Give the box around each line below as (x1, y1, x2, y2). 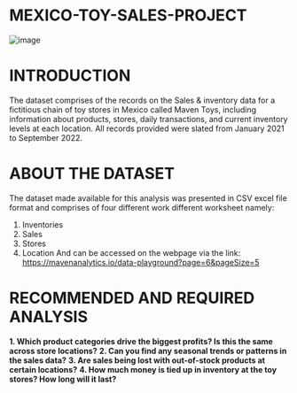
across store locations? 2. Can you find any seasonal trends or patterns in (9, 345, 287, 356)
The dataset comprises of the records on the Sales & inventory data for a (9, 95, 276, 105)
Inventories (21, 219, 64, 230)
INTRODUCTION (9, 65, 131, 86)
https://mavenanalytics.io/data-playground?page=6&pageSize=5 (21, 257, 260, 267)
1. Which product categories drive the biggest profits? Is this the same (9, 335, 273, 346)
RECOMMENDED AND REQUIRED (9, 289, 255, 308)
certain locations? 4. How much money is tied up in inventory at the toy (9, 364, 277, 374)
